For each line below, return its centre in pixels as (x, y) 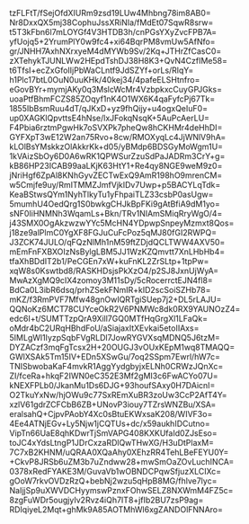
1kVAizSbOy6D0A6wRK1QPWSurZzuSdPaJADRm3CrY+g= (117, 156)
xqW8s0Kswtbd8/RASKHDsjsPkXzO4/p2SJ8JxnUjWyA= (114, 271)
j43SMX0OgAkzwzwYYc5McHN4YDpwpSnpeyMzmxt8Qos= (122, 223)
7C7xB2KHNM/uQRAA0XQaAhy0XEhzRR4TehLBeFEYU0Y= (119, 452)
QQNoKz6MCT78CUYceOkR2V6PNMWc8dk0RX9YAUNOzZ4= (125, 309)
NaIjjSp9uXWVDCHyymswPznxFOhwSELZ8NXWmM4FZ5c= (121, 490)
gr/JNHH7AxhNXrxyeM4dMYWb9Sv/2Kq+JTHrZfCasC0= (116, 51)
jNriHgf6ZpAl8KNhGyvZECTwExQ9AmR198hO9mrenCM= (116, 175)
